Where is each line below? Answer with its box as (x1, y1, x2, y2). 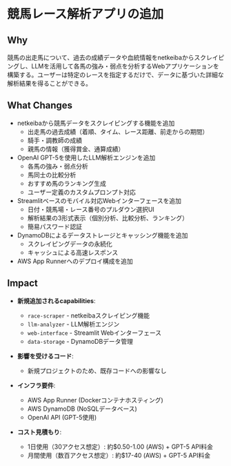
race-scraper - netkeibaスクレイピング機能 (27, 311, 150, 320)
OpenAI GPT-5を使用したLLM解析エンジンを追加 (17, 153, 156, 162)
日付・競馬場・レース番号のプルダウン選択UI (27, 205, 155, 213)
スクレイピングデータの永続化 (27, 240, 112, 248)
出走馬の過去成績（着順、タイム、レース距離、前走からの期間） (27, 127, 209, 135)
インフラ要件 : (17, 381, 56, 389)
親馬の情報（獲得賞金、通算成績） (27, 144, 125, 153)
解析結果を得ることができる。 (7, 79, 92, 87)
